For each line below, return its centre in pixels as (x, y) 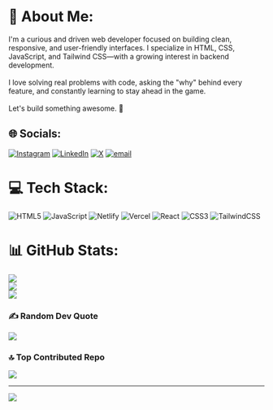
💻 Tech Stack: (58, 188)
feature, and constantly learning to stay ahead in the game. (107, 91)
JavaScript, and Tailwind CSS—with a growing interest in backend (119, 56)
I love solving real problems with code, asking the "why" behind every (125, 82)
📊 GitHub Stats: (64, 250)
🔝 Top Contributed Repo (57, 357)
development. (31, 65)
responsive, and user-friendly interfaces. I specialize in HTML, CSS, (122, 47)
